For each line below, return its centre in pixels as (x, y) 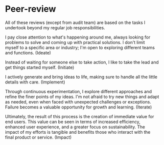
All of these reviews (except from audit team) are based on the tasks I (75, 22)
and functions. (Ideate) (28, 53)
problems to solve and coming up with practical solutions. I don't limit (75, 42)
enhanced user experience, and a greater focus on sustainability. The (75, 127)
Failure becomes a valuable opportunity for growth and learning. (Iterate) (79, 107)
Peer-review (31, 9)
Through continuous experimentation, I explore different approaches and (78, 91)
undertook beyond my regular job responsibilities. (55, 27)
